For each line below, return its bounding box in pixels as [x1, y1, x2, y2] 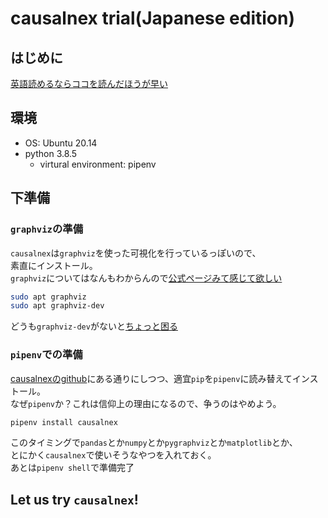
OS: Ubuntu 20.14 [24, 137, 98, 149]
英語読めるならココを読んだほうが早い [10, 78, 168, 89]
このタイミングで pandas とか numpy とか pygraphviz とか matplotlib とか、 [10, 437, 298, 449]
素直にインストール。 [10, 259, 98, 271]
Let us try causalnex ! [10, 491, 139, 508]
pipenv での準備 [10, 348, 83, 362]
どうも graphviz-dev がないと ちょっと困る [10, 320, 178, 332]
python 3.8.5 [24, 147, 78, 159]
